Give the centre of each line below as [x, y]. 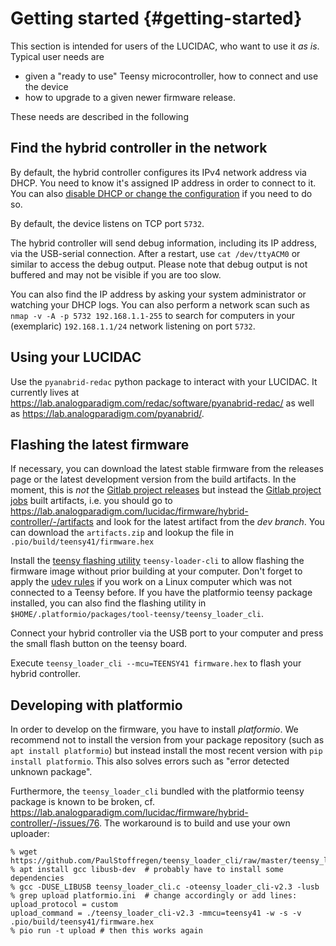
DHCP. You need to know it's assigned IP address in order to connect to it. [163, 183]
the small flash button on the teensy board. [99, 644]
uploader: [30, 834]
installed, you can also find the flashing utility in [108, 603]
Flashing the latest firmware [100, 444]
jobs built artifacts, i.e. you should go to [91, 501]
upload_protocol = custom [64, 905]
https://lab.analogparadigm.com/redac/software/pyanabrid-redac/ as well [162, 403]
